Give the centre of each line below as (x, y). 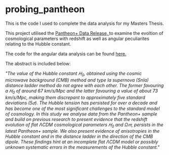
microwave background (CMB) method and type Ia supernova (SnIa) (77, 80)
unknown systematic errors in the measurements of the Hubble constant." (82, 147)
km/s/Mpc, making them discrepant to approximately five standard (75, 97)
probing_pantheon (45, 9)
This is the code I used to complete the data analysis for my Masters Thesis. (85, 23)
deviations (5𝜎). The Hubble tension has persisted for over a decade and (81, 103)
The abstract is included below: (38, 63)
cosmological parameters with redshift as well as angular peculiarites (77, 38)
